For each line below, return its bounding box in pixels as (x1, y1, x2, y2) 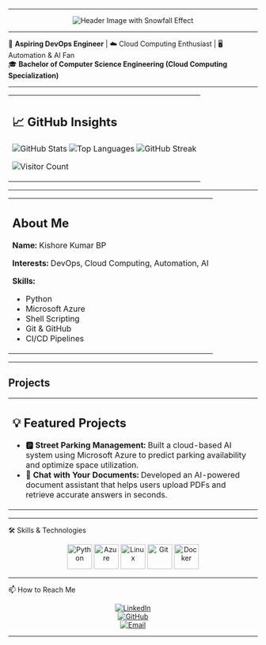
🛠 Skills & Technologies (8, 525, 87, 536)
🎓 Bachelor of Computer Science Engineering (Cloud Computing (8, 60, 228, 68)
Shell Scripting (25, 313, 80, 324)
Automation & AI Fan (8, 51, 75, 60)
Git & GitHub (25, 323, 72, 334)
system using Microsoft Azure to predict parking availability (25, 450, 247, 461)
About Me (12, 216, 70, 231)
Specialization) (8, 71, 59, 80)
